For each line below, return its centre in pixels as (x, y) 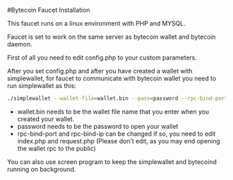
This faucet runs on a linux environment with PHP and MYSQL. (96, 23)
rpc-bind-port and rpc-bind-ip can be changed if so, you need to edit (116, 134)
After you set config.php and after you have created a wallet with (100, 71)
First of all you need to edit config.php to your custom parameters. (102, 57)
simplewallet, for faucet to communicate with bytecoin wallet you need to (112, 78)
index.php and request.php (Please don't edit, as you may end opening (119, 141)
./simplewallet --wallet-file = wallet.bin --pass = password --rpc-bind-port (118, 98)
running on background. (42, 169)
